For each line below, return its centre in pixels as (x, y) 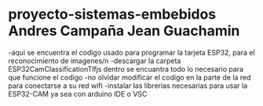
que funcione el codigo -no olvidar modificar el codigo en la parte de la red (130, 77)
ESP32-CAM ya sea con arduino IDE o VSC (78, 94)
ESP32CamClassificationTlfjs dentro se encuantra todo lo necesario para (126, 69)
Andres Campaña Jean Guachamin (124, 31)
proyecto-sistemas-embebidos (112, 14)
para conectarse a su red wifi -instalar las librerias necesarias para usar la (128, 85)
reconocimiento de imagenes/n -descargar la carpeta (95, 61)
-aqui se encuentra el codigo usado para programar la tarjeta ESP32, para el (131, 52)
